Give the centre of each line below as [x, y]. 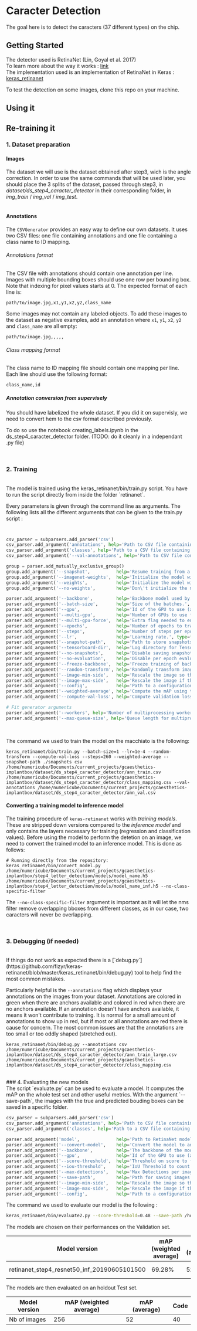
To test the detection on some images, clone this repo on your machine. [93, 90]
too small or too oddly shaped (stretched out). [62, 1034]
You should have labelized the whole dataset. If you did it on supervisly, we [97, 413]
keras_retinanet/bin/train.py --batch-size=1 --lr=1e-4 [76, 752]
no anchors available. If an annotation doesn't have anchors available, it [93, 1009]
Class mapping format [33, 349]
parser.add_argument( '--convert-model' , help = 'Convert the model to [95, 1145]
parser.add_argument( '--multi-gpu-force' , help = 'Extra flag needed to [95, 620]
